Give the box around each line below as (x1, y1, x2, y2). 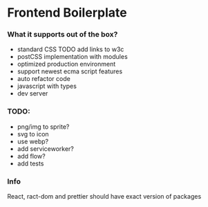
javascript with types (17, 82, 77, 91)
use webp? (17, 137, 49, 145)
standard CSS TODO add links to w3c (17, 45, 124, 53)
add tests (17, 159, 44, 168)
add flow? (17, 152, 46, 160)
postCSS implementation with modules (17, 53, 128, 61)
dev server (17, 89, 48, 98)
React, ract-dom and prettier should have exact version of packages (7, 192, 202, 201)
